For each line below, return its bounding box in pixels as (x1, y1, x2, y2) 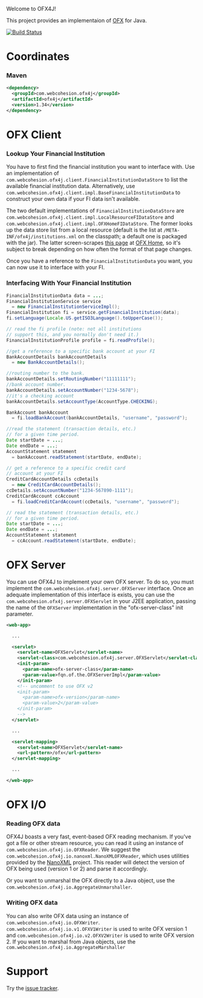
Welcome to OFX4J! (6, 5, 56, 12)
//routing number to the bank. (6, 370, 85, 377)
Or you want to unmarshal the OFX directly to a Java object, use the (6, 877, 175, 884)
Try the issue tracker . (6, 984, 59, 991)
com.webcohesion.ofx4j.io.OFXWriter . (6, 919, 100, 926)
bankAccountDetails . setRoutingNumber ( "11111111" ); (6, 376, 137, 382)
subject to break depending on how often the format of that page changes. (6, 246, 193, 253)
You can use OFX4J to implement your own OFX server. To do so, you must (6, 578, 195, 585)
